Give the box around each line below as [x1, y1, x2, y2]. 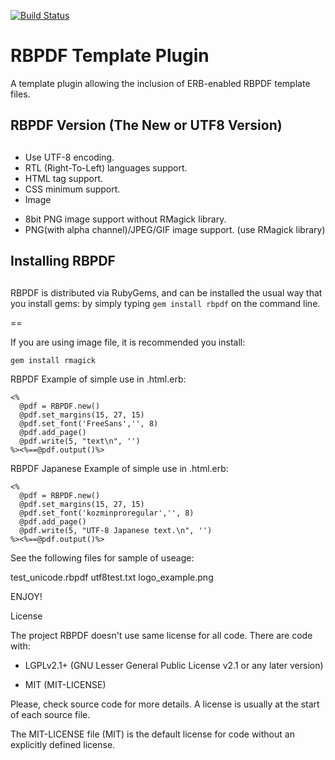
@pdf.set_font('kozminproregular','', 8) [19, 508, 195, 518]
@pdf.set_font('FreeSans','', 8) [19, 418, 159, 429]
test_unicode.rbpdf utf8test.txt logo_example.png [10, 571, 214, 583]
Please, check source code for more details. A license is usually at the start [10, 698, 320, 710]
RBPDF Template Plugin [10, 45, 210, 67]
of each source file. [10, 708, 91, 720]
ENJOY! [10, 590, 43, 602]
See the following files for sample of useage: [10, 551, 195, 564]
